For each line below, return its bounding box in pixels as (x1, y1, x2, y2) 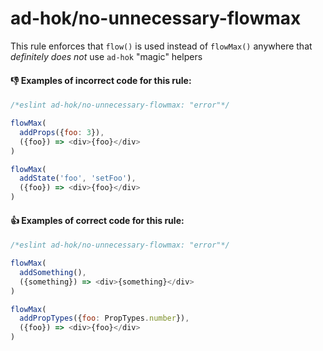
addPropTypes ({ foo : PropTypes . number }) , (19, 313, 190, 324)
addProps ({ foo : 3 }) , (19, 127, 105, 137)
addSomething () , (19, 267, 87, 277)
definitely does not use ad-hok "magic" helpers (10, 50, 203, 62)
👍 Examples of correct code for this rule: (10, 214, 185, 226)
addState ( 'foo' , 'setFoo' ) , (19, 173, 137, 184)
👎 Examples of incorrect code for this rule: (10, 74, 192, 86)
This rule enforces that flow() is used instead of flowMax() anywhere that (10, 40, 313, 52)
